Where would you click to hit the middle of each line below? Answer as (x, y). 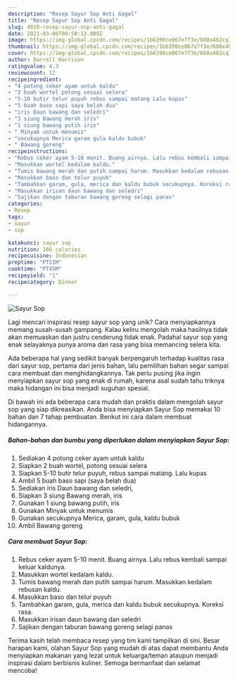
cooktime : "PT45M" (35, 269)
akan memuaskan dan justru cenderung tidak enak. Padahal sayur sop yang (118, 337)
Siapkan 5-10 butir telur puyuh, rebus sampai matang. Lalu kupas (112, 473)
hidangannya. (28, 424)
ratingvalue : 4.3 (33, 66)
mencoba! (23, 670)
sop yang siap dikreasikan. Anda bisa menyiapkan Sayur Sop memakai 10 (114, 409)
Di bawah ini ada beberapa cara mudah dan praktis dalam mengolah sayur (116, 402)
